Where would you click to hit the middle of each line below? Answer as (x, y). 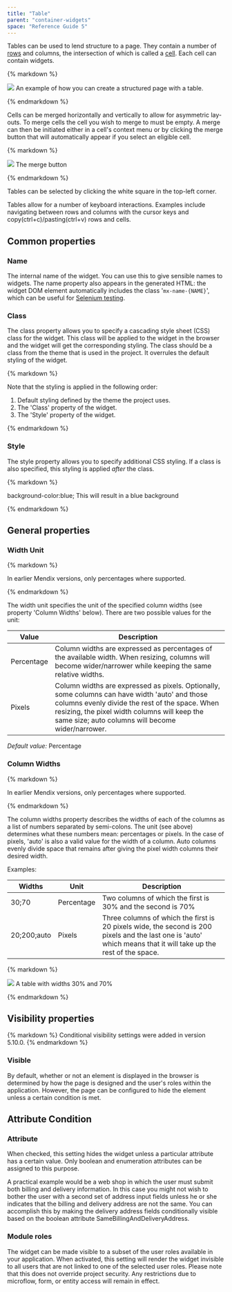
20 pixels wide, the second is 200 (157, 926)
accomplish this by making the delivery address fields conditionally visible (113, 1211)
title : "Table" (29, 13)
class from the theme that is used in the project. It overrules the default (108, 353)
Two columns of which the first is (156, 898)
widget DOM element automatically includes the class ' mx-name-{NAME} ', (108, 291)
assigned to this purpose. (43, 1168)
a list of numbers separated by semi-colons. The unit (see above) (100, 827)
